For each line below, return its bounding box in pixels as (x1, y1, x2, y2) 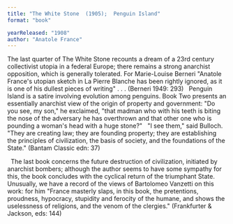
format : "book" (7, 17, 52, 24)
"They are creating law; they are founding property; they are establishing (7, 129, 217, 137)
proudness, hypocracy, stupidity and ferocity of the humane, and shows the (7, 195, 225, 203)
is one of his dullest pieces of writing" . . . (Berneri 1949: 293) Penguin (7, 84, 213, 93)
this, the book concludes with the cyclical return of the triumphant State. (7, 172, 215, 181)
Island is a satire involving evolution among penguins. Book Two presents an (7, 92, 227, 100)
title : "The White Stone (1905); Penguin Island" (7, 10, 160, 17)
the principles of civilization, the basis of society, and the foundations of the (7, 137, 225, 145)
